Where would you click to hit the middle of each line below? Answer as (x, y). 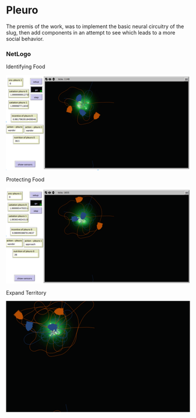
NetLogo (18, 54)
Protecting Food (25, 179)
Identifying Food (26, 67)
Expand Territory (26, 292)
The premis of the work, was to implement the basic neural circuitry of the (95, 26)
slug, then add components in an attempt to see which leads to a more (91, 32)
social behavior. (25, 39)
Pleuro (22, 10)
